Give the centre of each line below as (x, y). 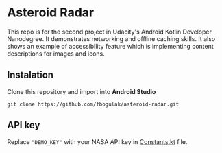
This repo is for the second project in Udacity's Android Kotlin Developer (110, 32)
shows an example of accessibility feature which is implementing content (110, 46)
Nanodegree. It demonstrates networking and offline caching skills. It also (111, 38)
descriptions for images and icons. (56, 54)
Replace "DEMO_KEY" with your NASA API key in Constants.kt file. (97, 141)
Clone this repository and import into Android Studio (82, 91)
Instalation (30, 75)
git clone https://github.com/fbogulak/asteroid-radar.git (93, 104)
